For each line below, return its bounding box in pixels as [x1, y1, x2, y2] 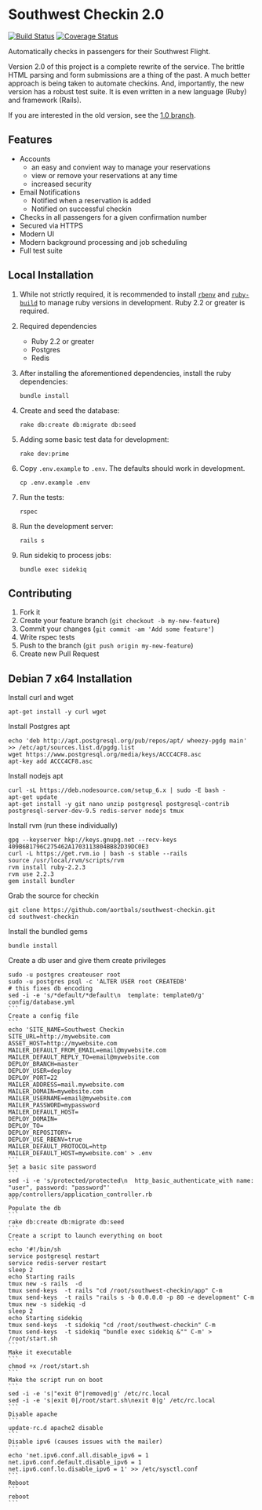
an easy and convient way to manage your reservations [31, 162, 211, 172]
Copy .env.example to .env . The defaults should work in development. [19, 463, 246, 472]
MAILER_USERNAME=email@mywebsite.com [8, 1095, 132, 1103]
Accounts [19, 154, 51, 163]
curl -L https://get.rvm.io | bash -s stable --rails [8, 850, 188, 858]
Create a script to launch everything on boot [8, 1232, 163, 1240]
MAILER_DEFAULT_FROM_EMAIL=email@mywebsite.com [8, 1046, 167, 1055]
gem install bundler [8, 877, 76, 885]
